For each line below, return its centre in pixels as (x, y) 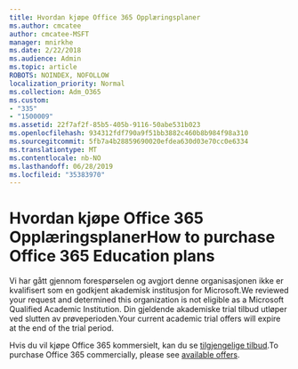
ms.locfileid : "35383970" (57, 174)
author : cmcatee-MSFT (49, 34)
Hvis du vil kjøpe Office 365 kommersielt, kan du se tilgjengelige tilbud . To (144, 345)
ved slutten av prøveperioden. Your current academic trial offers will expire (145, 319)
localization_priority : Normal (67, 84)
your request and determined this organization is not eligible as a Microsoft (147, 300)
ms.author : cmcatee (45, 26)
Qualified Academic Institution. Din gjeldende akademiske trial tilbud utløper (148, 309)
